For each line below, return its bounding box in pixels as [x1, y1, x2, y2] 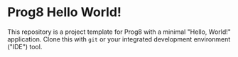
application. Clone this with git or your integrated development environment [7, 34, 231, 43]
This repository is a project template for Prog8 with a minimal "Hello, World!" [7, 27, 231, 36]
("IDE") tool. [7, 42, 43, 51]
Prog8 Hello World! [7, 4, 122, 20]
